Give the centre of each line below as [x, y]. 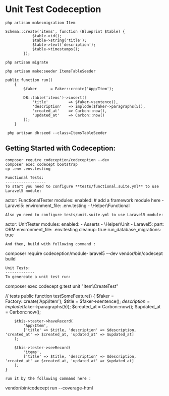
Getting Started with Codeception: [61, 148]
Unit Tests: [18, 268]
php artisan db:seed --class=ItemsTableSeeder [57, 133]
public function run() [29, 80]
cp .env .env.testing [28, 169]
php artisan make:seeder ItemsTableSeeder [50, 71]
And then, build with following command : [50, 244]
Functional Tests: [24, 177]
